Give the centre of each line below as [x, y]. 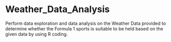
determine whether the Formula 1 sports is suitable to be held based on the [84, 28]
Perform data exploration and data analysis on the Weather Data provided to [86, 23]
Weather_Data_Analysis [58, 9]
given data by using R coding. [37, 34]
